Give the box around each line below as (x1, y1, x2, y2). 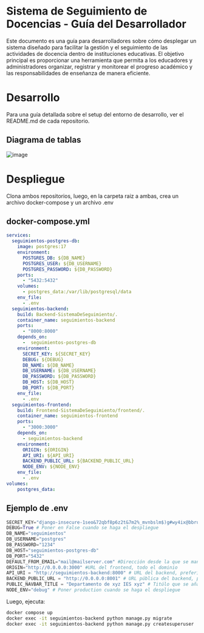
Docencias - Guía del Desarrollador (6, 17, 186, 31)
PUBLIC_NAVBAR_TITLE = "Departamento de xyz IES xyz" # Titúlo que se (6, 581, 189, 587)
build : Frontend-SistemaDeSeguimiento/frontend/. (17, 407, 146, 413)
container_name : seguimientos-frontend (17, 413, 118, 419)
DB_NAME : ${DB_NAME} (22, 362, 75, 368)
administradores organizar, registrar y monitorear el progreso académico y (6, 63, 193, 70)
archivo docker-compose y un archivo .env (6, 198, 114, 206)
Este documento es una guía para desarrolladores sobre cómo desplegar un (6, 37, 197, 44)
